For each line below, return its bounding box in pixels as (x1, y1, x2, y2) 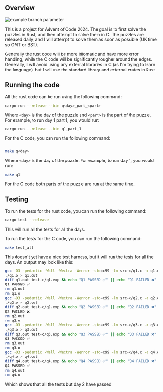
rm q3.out (5, 340, 25, 346)
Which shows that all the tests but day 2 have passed (5, 381, 112, 387)
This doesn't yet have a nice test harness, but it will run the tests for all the (5, 254, 154, 260)
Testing (5, 195, 29, 203)
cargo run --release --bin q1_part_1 (5, 126, 81, 131)
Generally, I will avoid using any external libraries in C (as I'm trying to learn (5, 61, 156, 67)
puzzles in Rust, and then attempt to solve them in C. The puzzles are (5, 31, 144, 37)
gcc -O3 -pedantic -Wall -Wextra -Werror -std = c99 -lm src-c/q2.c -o (5, 295, 149, 301)
